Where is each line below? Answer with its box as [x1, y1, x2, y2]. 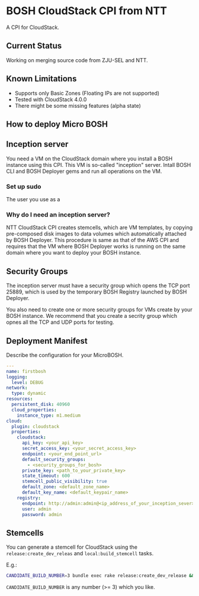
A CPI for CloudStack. [6, 24, 59, 31]
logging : [6, 374, 28, 380]
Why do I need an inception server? [6, 210, 111, 218]
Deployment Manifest [6, 336, 88, 346]
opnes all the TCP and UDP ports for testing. [6, 318, 114, 326]
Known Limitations [6, 74, 77, 84]
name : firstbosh [6, 368, 46, 374]
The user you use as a [6, 196, 60, 203]
